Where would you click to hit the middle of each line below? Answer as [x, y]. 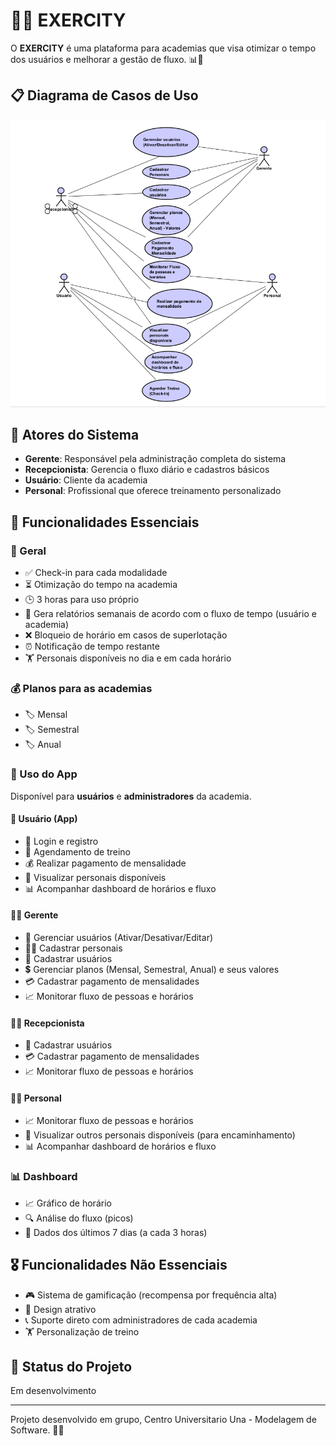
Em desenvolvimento [53, 1391]
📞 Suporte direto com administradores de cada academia [141, 1320]
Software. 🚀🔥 [37, 1430]
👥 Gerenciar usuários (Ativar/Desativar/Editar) [119, 938]
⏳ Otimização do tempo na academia [101, 585]
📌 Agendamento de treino [78, 851]
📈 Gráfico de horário [68, 1203]
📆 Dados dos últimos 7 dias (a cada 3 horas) [116, 1232]
